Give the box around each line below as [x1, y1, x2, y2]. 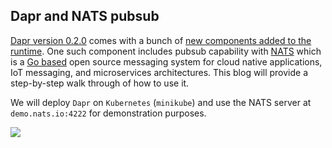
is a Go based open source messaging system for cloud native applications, [10, 55, 323, 68]
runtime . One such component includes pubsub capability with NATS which [10, 45, 322, 57]
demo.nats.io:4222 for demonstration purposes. [10, 107, 207, 119]
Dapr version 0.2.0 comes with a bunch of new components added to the [10, 34, 312, 46]
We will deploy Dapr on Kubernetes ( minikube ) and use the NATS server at [10, 96, 312, 108]
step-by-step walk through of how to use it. [10, 77, 190, 89]
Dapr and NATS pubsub [10, 8, 160, 25]
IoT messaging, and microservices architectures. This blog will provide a [10, 66, 309, 78]
